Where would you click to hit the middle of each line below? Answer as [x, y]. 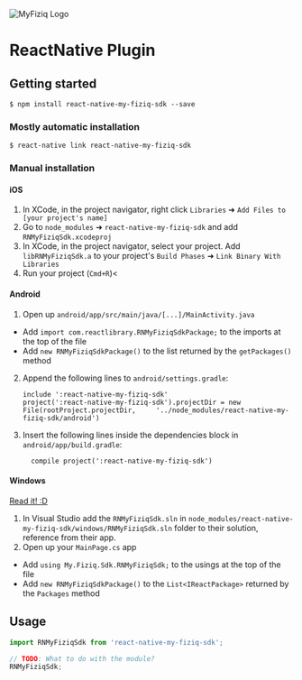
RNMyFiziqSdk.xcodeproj [67, 238]
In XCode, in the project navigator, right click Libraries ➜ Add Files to [154, 210]
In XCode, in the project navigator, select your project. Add [131, 246]
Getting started [53, 83]
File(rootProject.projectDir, [79, 410]
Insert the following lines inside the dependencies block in [130, 435]
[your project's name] [65, 218]
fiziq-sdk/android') [61, 418]
